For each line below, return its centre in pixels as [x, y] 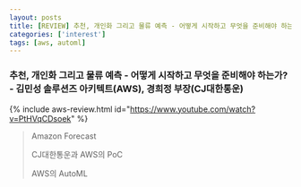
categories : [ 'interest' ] [57, 34]
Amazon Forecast [64, 136]
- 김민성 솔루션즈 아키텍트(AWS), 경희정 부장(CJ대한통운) [126, 89]
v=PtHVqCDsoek [40, 118]
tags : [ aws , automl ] [48, 42]
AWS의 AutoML [59, 173]
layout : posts [36, 17]
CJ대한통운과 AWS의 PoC [77, 154]
